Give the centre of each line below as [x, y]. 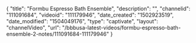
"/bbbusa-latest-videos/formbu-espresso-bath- [122, 27]
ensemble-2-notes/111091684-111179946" [58, 34]
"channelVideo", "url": [34, 27]
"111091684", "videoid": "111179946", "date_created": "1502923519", [90, 15]
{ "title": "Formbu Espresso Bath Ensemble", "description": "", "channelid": [99, 9]
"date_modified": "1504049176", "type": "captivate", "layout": [82, 21]
